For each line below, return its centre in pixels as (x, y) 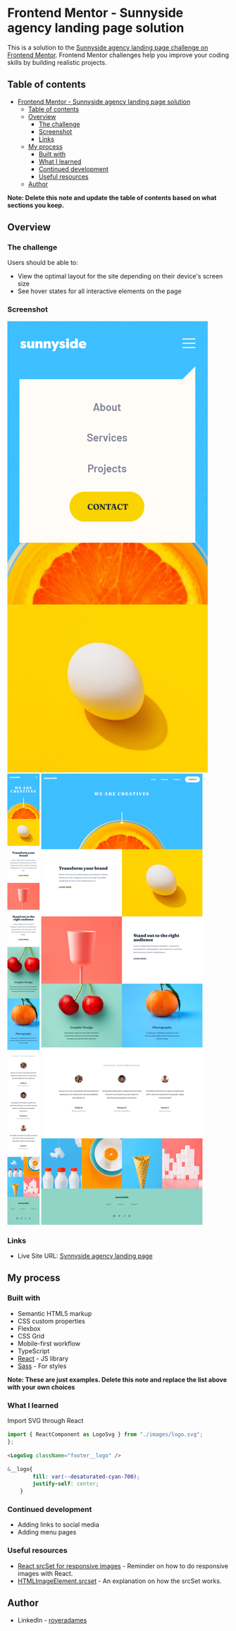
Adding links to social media (58, 1525)
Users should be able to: (43, 263)
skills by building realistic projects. (57, 62)
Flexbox (29, 1328)
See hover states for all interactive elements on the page (99, 291)
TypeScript (33, 1350)
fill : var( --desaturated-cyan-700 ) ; (86, 1477)
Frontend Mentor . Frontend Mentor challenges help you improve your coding (118, 55)
